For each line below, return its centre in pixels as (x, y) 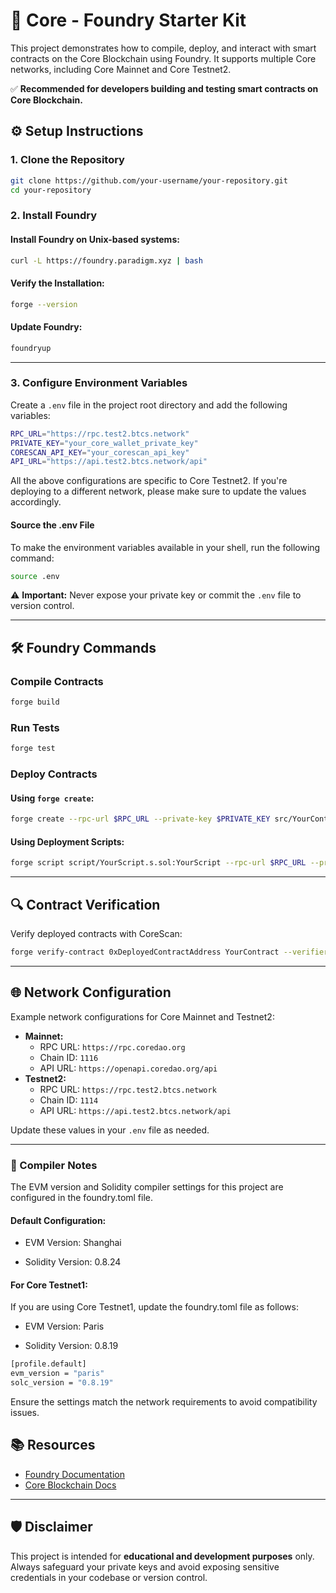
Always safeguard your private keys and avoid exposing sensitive (145, 1566)
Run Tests (35, 727)
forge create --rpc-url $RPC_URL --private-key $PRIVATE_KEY (140, 819)
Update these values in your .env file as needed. (110, 1130)
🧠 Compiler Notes (54, 1165)
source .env (35, 576)
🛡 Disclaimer (51, 1527)
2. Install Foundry (53, 216)
